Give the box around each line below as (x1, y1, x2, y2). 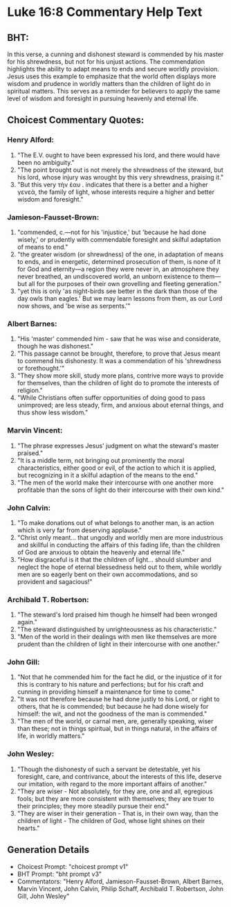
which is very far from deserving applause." (17, 526, 142, 534)
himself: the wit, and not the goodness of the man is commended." (17, 710, 207, 718)
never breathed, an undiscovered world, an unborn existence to (17, 272, 199, 281)
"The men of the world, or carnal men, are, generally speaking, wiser (17, 717, 214, 725)
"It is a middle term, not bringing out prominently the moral (17, 456, 185, 464)
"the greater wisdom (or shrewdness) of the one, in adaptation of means (17, 250, 223, 258)
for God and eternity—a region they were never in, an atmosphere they (17, 265, 219, 273)
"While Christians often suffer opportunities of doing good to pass (17, 394, 205, 402)
